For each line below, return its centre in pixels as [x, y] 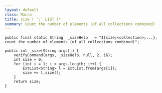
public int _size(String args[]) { [42, 51]
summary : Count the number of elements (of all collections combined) [80, 24]
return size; [27, 82]
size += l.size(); [42, 73]
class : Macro [18, 15]
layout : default [22, 10]
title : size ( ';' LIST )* [33, 19]
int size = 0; [28, 60]
